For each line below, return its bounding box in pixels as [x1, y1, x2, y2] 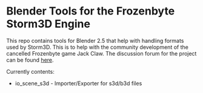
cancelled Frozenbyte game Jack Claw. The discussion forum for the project [6, 50, 197, 57]
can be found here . [6, 56, 54, 63]
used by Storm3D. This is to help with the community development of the [6, 43, 189, 51]
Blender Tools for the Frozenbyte [6, 4, 175, 18]
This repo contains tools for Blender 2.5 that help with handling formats [6, 37, 184, 44]
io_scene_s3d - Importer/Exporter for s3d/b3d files [15, 80, 142, 87]
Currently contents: [6, 68, 55, 75]
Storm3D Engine [6, 17, 91, 31]
